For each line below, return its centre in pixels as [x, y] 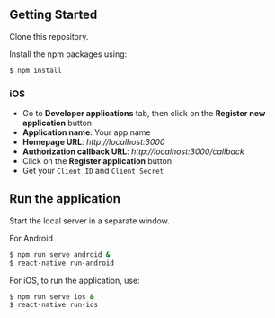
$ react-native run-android [62, 263]
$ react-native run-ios [54, 305]
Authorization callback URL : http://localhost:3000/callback [133, 151]
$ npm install [36, 70]
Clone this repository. [49, 36]
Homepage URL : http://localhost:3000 [93, 141]
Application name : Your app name [86, 132]
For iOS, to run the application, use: [75, 280]
